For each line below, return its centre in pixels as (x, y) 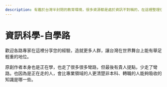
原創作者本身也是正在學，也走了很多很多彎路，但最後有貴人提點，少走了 (79, 67)
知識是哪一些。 (20, 79)
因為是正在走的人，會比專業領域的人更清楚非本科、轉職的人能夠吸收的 (90, 73)
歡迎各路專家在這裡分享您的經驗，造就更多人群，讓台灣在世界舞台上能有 (79, 50)
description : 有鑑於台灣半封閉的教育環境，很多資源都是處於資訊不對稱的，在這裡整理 (83, 10)
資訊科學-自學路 (38, 36)
